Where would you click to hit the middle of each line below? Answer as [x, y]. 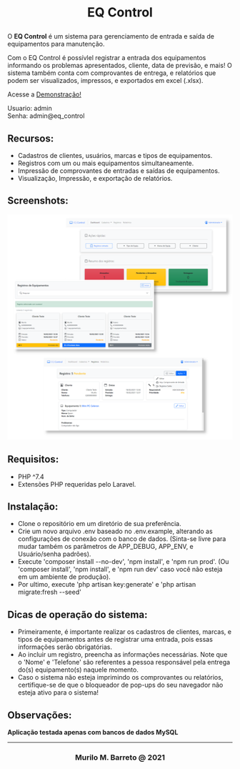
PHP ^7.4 [31, 477]
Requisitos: [33, 459]
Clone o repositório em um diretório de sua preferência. [99, 524]
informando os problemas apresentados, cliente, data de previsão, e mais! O [120, 66]
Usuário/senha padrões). [54, 554]
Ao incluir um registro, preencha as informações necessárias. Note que [122, 655]
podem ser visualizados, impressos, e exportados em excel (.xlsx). [105, 81]
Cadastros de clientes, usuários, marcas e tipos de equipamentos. [115, 155]
